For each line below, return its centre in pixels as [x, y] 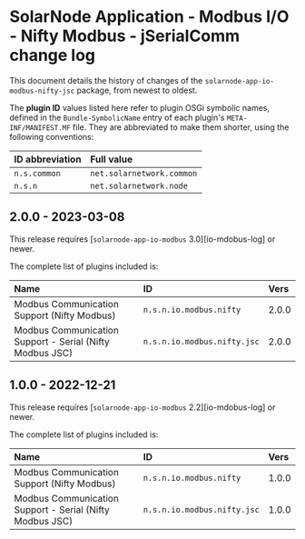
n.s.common [37, 173]
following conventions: [52, 136]
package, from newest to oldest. [137, 90]
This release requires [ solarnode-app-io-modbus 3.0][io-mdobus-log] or [143, 239]
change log [53, 55]
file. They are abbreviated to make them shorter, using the [181, 127]
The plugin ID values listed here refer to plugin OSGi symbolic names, [140, 107]
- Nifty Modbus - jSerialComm [125, 36]
